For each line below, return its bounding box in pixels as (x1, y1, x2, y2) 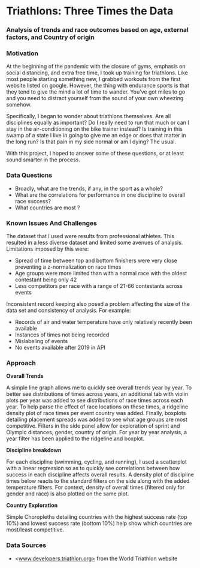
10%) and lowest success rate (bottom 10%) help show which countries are (6, 520, 192, 527)
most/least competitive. (6, 526, 65, 533)
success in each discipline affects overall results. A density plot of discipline (6, 471, 195, 478)
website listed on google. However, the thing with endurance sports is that (6, 82, 190, 89)
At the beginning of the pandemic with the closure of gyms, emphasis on (6, 63, 186, 70)
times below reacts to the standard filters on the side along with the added (6, 477, 190, 485)
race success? (14, 197, 51, 205)
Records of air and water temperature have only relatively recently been (14, 318, 193, 325)
